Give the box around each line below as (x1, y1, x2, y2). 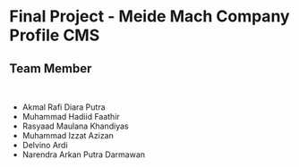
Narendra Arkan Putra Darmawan (21, 149, 146, 160)
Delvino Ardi (21, 140, 69, 150)
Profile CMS (9, 25, 100, 46)
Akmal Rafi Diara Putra (21, 102, 106, 113)
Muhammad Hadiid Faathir (21, 112, 121, 121)
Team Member (9, 61, 92, 76)
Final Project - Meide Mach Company (9, 6, 290, 27)
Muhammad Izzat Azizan (21, 130, 115, 140)
